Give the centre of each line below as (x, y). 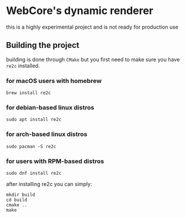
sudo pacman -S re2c (31, 146)
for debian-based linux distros (50, 108)
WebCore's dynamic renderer (80, 11)
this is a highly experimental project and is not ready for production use (92, 27)
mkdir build (21, 195)
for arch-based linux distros (47, 134)
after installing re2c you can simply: (49, 184)
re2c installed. (23, 65)
